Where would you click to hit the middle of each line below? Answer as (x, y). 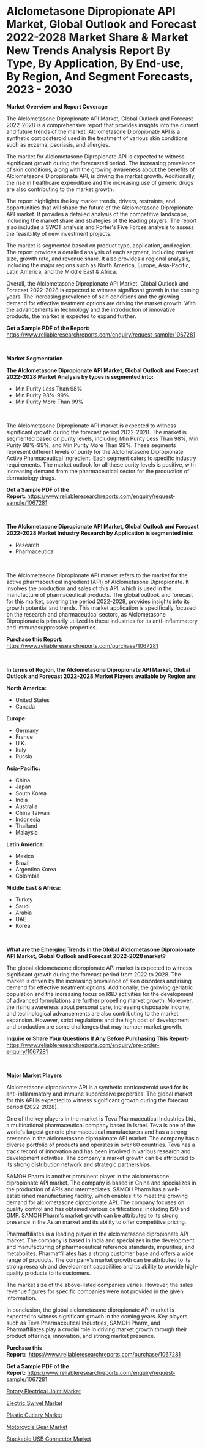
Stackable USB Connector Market (49, 1439)
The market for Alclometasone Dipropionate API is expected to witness (95, 156)
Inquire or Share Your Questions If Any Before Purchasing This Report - (98, 1038)
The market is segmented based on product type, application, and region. (99, 245)
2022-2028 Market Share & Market (97, 37)
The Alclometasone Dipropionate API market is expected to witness (91, 426)
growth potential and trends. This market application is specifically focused (101, 608)
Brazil (22, 862)
